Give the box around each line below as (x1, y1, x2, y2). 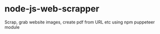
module (4, 24, 20, 30)
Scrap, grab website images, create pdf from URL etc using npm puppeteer (4, 19, 155, 25)
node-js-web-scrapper (4, 3, 100, 14)
